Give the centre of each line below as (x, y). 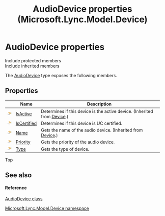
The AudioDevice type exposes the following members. (61, 75)
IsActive (24, 114)
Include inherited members (32, 66)
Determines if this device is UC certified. (82, 123)
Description (99, 104)
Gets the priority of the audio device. (78, 142)
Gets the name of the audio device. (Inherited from (92, 130)
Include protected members (33, 60)
